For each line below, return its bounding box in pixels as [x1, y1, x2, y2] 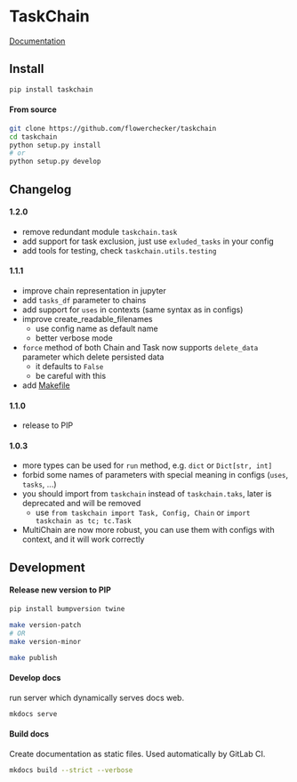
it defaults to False [35, 361, 104, 371]
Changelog [9, 181, 72, 197]
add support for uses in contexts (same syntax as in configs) [21, 304, 244, 315]
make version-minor [9, 637, 82, 646]
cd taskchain [9, 132, 58, 141]
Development [9, 560, 86, 575]
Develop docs [9, 672, 61, 682]
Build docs [9, 729, 50, 739]
